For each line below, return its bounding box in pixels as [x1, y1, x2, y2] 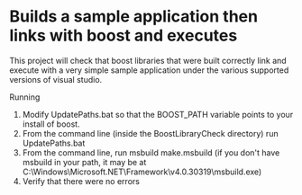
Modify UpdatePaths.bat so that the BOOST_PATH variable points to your [22, 109, 294, 120]
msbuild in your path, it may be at [22, 156, 147, 167]
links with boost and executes [9, 25, 238, 46]
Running [9, 92, 41, 102]
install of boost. [22, 119, 80, 129]
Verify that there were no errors [22, 175, 140, 186]
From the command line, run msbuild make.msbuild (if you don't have [22, 146, 280, 158]
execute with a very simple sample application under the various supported [9, 65, 289, 75]
